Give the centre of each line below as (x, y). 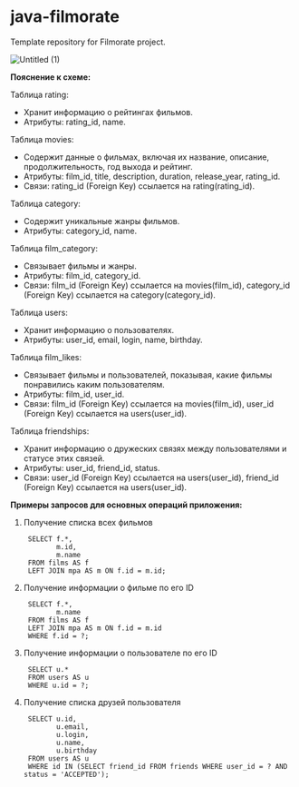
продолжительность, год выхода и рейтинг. (108, 166)
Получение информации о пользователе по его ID (121, 653)
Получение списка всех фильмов (88, 522)
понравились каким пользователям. (94, 384)
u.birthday (77, 751)
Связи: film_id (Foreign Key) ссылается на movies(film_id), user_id (149, 403)
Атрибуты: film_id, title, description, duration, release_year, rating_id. (152, 176)
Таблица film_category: (54, 248)
